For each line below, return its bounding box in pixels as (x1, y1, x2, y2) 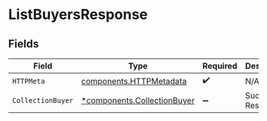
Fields (8, 37, 40, 51)
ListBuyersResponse (8, 6, 149, 24)
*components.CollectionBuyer (80, 95, 195, 106)
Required (202, 61, 238, 71)
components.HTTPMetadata (80, 75, 187, 86)
